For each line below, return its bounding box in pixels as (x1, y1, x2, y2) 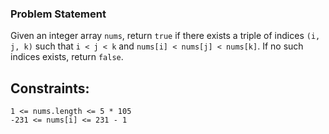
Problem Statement (10, 7, 107, 21)
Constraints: (10, 80, 90, 97)
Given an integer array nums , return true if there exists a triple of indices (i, (10, 30, 321, 42)
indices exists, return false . (10, 51, 124, 63)
